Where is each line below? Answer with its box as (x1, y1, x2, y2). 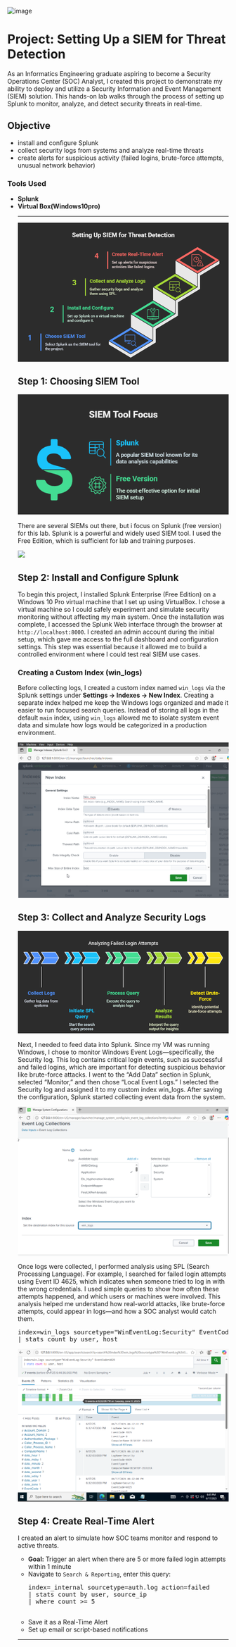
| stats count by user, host (17, 1335, 118, 1343)
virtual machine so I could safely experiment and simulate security (17, 606, 209, 614)
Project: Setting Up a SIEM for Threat (7, 32, 226, 47)
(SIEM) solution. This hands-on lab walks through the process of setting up (7, 92, 225, 100)
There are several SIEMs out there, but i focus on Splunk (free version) (17, 522, 222, 530)
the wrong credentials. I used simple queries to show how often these (17, 1284, 219, 1293)
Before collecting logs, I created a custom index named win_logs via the (17, 684, 225, 692)
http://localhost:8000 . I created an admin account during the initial (17, 627, 215, 637)
